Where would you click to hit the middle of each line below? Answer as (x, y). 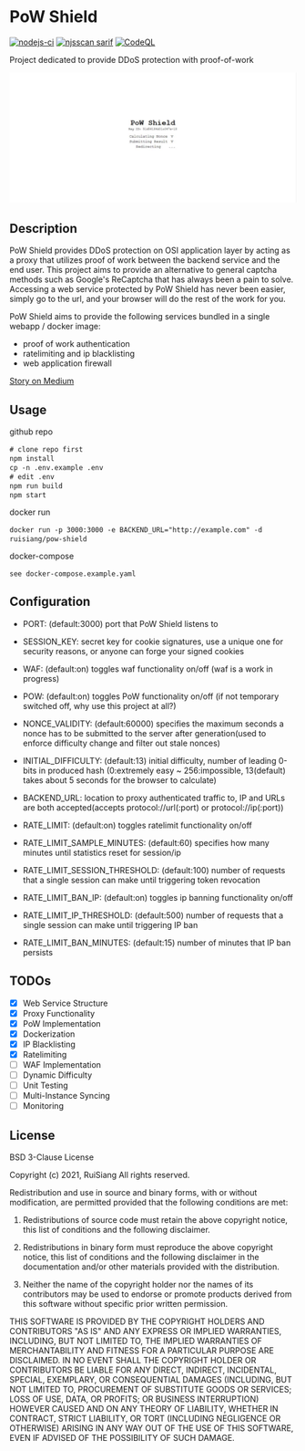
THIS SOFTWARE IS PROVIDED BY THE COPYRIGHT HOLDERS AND (137, 1321)
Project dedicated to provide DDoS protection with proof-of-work (132, 59)
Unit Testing (45, 1086)
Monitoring (43, 1106)
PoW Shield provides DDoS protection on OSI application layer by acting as (150, 251)
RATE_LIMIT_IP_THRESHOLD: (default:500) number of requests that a (153, 915)
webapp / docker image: (56, 327)
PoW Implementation (62, 1023)
